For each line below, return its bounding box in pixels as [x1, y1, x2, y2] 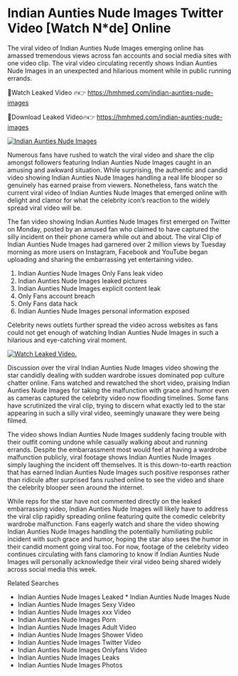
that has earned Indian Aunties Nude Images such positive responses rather [7, 468, 229, 477]
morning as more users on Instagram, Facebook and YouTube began [7, 247, 208, 256]
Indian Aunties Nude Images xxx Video [17, 608, 131, 616]
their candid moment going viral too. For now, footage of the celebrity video [7, 542, 229, 551]
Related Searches [7, 578, 59, 587]
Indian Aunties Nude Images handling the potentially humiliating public [7, 527, 213, 536]
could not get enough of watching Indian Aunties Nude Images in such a [7, 328, 219, 336]
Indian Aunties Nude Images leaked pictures [17, 276, 147, 285]
